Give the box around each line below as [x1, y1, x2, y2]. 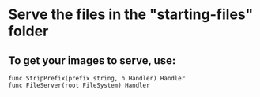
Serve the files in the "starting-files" [8, 6, 254, 24]
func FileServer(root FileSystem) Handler [8, 81, 150, 89]
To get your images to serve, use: [8, 54, 176, 67]
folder [8, 22, 49, 40]
